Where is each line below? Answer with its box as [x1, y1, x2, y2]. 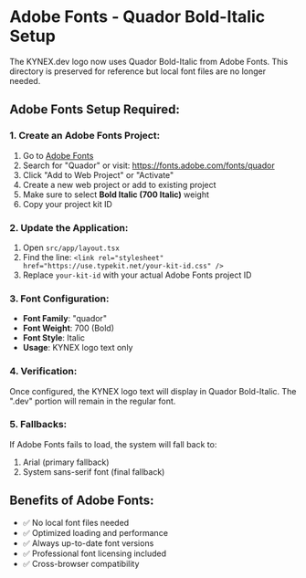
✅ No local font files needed [22, 517, 130, 528]
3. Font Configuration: [9, 292, 110, 305]
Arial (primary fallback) [22, 457, 110, 468]
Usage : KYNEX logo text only [22, 342, 133, 353]
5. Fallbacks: [9, 418, 68, 431]
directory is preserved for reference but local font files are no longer [9, 66, 267, 77]
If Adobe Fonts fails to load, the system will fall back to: [9, 438, 217, 449]
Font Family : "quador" [22, 313, 108, 324]
